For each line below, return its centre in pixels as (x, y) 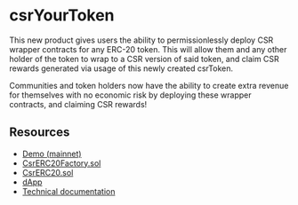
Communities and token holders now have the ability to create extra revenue (149, 85)
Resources (40, 133)
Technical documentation (68, 191)
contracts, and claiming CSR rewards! (78, 104)
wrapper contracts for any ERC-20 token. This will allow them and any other (148, 49)
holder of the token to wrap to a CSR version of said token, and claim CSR (145, 59)
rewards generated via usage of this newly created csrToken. (121, 68)
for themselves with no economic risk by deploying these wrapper (130, 95)
